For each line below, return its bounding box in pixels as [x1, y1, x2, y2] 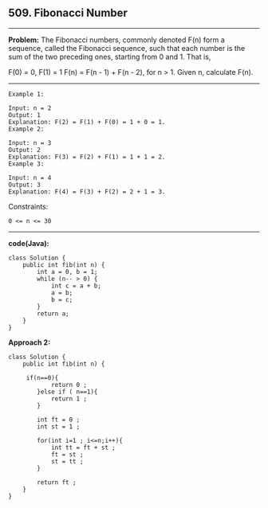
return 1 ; [50, 394, 88, 403]
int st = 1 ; [37, 422, 81, 431]
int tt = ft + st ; [50, 444, 116, 451]
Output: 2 [8, 146, 41, 154]
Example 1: [8, 90, 45, 98]
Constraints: [8, 201, 49, 211]
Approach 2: [8, 338, 51, 347]
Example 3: [8, 159, 45, 168]
